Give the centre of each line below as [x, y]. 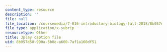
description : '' [22, 14]
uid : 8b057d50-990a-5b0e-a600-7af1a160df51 [51, 42]
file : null [16, 19]
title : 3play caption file [33, 38]
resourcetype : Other [27, 33]
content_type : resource [30, 10]
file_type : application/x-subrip [40, 28]
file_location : [21, 24]
